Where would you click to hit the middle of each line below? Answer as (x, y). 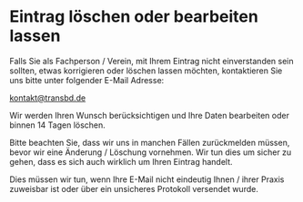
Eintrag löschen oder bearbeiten (134, 17)
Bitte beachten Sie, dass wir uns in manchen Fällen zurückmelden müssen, (150, 142)
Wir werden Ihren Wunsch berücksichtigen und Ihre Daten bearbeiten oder (149, 115)
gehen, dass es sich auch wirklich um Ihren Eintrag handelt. (121, 161)
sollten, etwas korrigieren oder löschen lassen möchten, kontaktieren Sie (146, 71)
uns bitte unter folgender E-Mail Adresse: (87, 80)
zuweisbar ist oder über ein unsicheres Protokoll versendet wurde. (134, 188)
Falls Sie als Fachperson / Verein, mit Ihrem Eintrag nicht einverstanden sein (151, 61)
